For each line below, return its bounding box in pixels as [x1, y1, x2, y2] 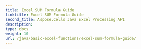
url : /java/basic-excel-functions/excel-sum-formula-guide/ [5, 36, 137, 41]
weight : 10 [5, 31, 29, 36]
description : [5, 21, 33, 27]
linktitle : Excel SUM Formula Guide [5, 12, 84, 17]
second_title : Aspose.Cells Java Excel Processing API [5, 17, 125, 22]
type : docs [5, 27, 29, 32]
